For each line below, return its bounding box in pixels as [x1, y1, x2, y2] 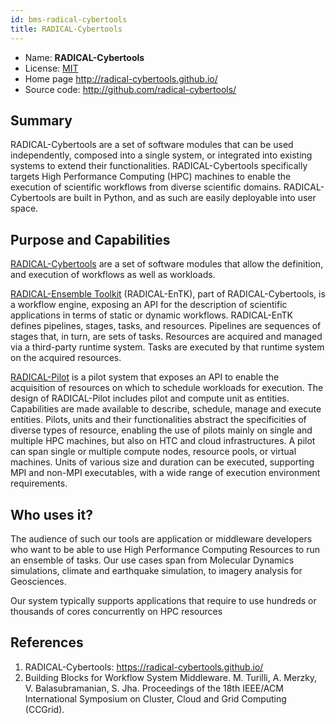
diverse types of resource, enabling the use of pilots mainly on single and [10, 424, 313, 436]
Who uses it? [10, 506, 93, 523]
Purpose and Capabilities [10, 231, 171, 248]
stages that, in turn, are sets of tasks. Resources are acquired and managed [10, 331, 323, 343]
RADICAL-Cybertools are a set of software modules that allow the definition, [10, 258, 324, 270]
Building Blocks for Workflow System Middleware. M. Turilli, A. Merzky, [24, 671, 318, 683]
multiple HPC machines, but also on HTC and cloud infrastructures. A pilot [10, 435, 316, 447]
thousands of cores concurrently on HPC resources [10, 605, 223, 617]
